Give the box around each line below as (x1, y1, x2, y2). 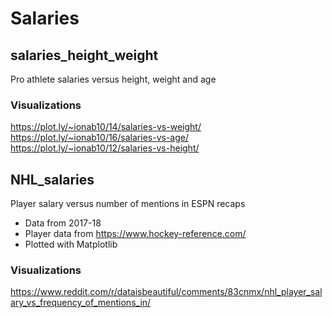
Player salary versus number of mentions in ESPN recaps (10, 198, 246, 210)
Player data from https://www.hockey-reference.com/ (24, 228, 247, 240)
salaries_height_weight (10, 47, 159, 64)
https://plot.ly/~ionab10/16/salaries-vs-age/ (10, 132, 189, 144)
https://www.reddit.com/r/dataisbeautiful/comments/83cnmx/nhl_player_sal (10, 286, 323, 298)
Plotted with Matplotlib (24, 238, 118, 251)
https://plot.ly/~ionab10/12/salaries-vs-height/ (10, 142, 200, 154)
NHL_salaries (10, 171, 95, 188)
